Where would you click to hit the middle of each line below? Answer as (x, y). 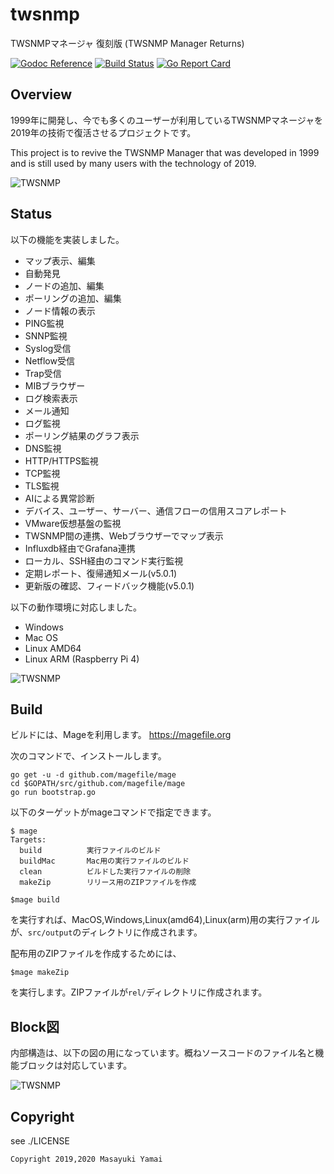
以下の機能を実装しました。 (67, 239)
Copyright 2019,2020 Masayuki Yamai (86, 1159)
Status (31, 214)
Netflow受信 (49, 360)
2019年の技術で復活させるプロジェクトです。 (103, 132)
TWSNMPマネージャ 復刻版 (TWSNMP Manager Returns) (127, 43)
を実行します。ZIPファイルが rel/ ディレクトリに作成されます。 (139, 992)
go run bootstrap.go (53, 793)
